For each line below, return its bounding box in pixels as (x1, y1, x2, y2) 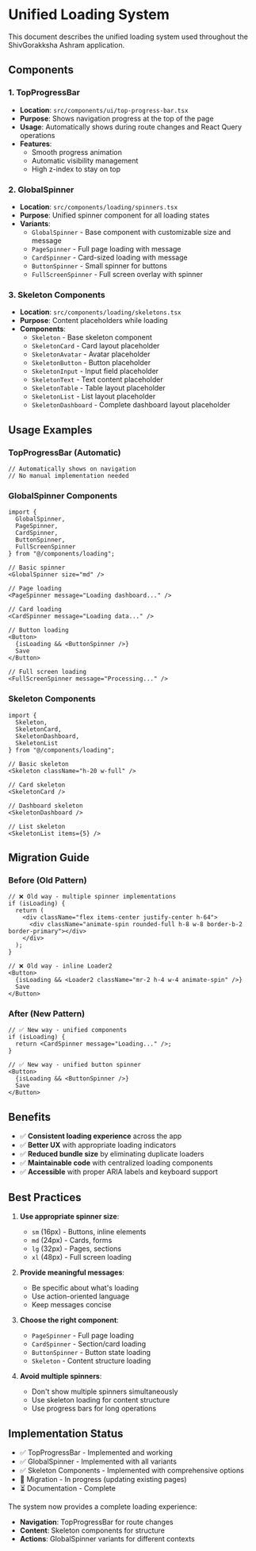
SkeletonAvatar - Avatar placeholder (31, 349, 151, 359)
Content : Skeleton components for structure (19, 1526, 165, 1535)
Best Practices (8, 1191, 82, 1204)
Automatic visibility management (31, 156, 139, 165)
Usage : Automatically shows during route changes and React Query (19, 121, 243, 132)
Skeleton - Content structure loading (31, 1356, 151, 1366)
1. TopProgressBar (8, 87, 81, 98)
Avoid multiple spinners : (19, 1372, 102, 1381)
